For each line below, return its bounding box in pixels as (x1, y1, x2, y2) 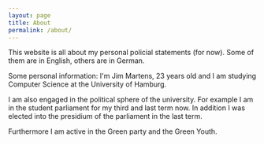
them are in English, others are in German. (8, 56, 145, 65)
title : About (8, 19, 51, 27)
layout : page (8, 11, 51, 20)
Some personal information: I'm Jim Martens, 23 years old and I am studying (8, 72, 257, 81)
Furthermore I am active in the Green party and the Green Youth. (8, 127, 218, 136)
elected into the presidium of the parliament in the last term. (8, 112, 203, 121)
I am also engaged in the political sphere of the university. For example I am (8, 95, 254, 105)
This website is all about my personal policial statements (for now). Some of (8, 48, 255, 57)
